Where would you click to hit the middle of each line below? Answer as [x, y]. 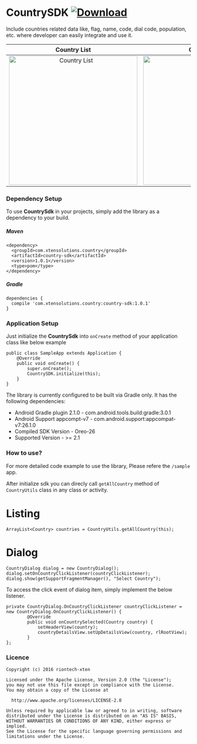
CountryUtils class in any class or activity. [57, 490]
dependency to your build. [38, 218]
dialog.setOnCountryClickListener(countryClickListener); [78, 573]
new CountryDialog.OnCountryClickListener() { [64, 612]
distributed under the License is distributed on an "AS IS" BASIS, [91, 716]
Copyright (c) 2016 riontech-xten [48, 669]
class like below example [36, 343]
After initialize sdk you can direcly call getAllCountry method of [83, 483]
